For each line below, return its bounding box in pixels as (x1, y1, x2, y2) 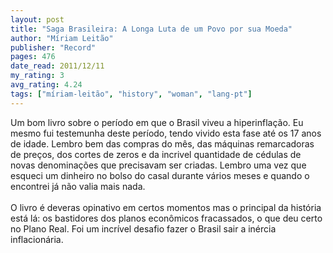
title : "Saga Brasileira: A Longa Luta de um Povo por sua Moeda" (10, 24, 293, 34)
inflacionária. (10, 233, 64, 245)
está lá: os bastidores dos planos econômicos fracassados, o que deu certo (10, 212, 323, 224)
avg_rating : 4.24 (10, 80, 83, 90)
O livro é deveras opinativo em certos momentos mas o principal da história (10, 201, 322, 213)
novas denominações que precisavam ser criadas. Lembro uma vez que (10, 159, 307, 171)
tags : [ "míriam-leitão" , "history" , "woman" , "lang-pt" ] (10, 89, 253, 99)
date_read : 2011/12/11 (10, 61, 105, 71)
